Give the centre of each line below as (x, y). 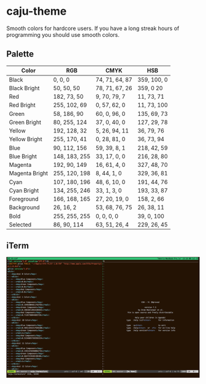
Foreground (24, 199)
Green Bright (25, 122)
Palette (20, 54)
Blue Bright (23, 156)
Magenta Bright (29, 174)
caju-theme (36, 11)
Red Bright (22, 105)
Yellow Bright (26, 139)
